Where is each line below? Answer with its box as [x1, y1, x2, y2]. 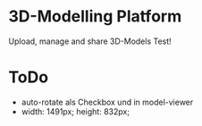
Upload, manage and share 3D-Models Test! [8, 36, 172, 46]
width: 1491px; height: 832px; [21, 105, 130, 117]
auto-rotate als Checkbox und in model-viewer [21, 97, 194, 107]
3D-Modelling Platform [8, 6, 182, 27]
